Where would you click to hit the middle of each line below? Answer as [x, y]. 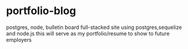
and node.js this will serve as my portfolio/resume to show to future [88, 33]
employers [19, 40]
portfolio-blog [41, 11]
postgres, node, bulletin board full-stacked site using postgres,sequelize [94, 27]
